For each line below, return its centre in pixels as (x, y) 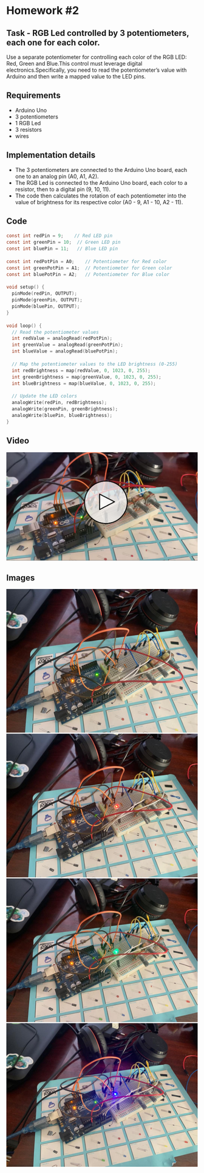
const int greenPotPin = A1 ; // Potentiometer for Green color (89, 268)
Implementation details (51, 155)
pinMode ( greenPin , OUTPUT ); (47, 300)
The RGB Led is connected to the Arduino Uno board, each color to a (101, 182)
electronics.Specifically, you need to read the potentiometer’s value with (97, 70)
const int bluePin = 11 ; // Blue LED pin (62, 249)
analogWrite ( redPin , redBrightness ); (59, 403)
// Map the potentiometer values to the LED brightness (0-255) (95, 364)
